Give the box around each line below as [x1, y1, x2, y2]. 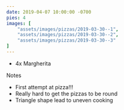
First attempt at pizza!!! [15, 83, 73, 90]
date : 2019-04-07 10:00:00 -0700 [6, 9, 92, 15]
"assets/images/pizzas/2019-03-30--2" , [17, 32, 119, 38]
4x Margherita [15, 59, 51, 67]
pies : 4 [6, 15, 26, 21]
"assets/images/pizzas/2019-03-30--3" [17, 37, 116, 43]
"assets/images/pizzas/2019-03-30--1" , [17, 26, 119, 32]
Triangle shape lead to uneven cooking [15, 96, 114, 104]
